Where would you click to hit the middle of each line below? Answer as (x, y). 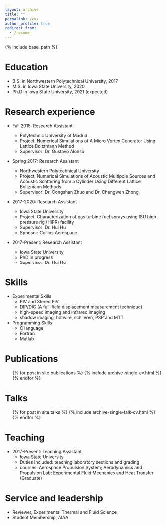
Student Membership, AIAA (40, 517)
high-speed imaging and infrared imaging (63, 312)
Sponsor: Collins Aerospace (48, 232)
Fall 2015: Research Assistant (42, 126)
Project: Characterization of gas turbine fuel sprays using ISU (83, 216)
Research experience (50, 112)
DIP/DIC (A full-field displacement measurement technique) (81, 307)
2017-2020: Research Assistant (45, 201)
